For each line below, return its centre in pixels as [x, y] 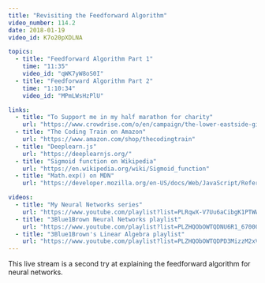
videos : [21, 198]
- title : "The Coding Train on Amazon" [81, 132]
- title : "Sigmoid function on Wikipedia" [86, 161]
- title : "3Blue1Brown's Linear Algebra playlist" [100, 234]
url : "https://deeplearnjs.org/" [77, 154]
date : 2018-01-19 [37, 30]
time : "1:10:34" [49, 88]
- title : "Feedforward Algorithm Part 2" [84, 81]
